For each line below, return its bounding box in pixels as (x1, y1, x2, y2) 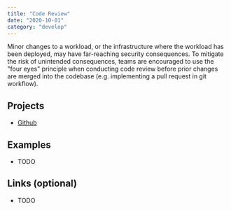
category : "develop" (7, 23, 68, 30)
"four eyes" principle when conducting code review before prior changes (7, 64, 218, 73)
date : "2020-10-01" (7, 17, 64, 24)
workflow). (7, 80, 38, 88)
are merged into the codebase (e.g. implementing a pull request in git (7, 72, 206, 80)
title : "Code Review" (7, 10, 71, 17)
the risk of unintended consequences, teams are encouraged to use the (7, 57, 214, 66)
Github (17, 118, 37, 127)
